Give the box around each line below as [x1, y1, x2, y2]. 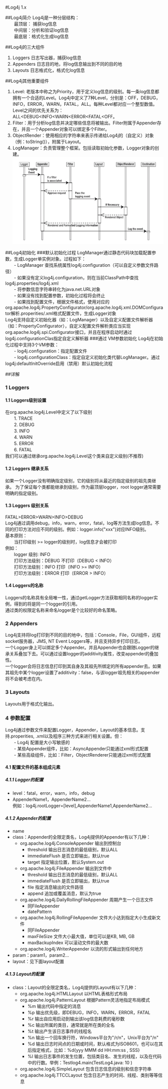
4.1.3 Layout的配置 [5, 971, 45, 977]
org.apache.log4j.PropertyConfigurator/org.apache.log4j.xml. [5, 304, 132, 310]
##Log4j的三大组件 [5, 44, 45, 50]
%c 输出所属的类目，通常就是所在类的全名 [27, 1022, 115, 1028]
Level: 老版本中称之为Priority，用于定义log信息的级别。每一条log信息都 [12, 89, 159, 94]
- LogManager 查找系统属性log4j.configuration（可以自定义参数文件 [14, 262, 154, 268]
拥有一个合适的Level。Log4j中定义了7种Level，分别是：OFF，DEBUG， [12, 95, 160, 101]
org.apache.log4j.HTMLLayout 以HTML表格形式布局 [20, 991, 128, 997]
